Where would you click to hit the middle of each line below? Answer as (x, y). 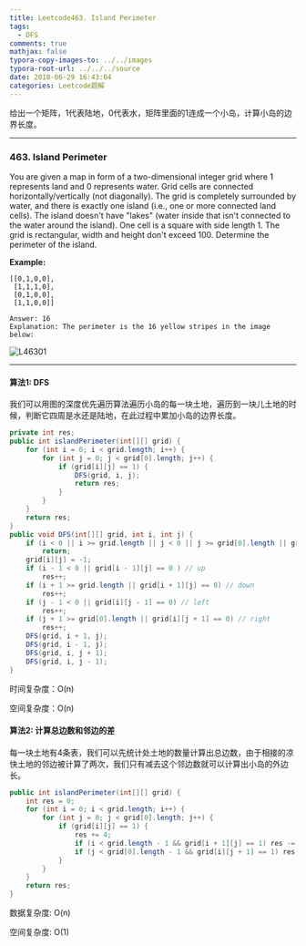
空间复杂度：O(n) (42, 708)
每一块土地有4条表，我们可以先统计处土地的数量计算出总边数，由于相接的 (148, 752)
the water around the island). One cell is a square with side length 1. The (145, 225)
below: (22, 334)
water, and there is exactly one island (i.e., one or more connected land (143, 205)
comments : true (38, 43)
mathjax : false (38, 52)
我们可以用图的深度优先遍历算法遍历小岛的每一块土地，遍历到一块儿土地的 (149, 404)
